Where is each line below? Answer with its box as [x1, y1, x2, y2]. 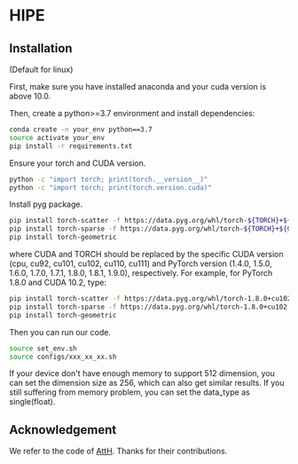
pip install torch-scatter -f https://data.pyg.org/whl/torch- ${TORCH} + [9, 216, 284, 225]
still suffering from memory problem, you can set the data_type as [9, 387, 250, 397]
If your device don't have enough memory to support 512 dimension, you [9, 368, 275, 379]
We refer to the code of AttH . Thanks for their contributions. [9, 445, 228, 457]
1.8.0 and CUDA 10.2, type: [9, 277, 106, 287]
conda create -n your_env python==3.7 [9, 125, 153, 134]
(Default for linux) [9, 64, 74, 75]
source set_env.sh [9, 343, 77, 353]
